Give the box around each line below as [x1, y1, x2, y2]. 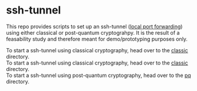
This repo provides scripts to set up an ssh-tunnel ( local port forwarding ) [6, 23, 183, 30]
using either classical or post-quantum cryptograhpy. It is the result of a [6, 29, 180, 36]
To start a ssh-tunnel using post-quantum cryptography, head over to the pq [6, 72, 191, 79]
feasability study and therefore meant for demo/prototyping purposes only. [6, 35, 188, 42]
